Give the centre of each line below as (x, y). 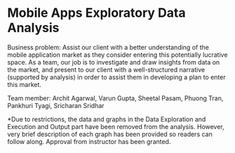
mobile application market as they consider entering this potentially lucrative (117, 55)
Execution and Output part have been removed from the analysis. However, (116, 126)
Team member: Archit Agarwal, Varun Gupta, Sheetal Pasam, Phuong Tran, (115, 98)
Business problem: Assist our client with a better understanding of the (108, 47)
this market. (25, 84)
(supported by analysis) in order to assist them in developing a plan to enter (116, 77)
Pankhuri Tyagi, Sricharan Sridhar (56, 105)
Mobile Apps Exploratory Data (96, 13)
